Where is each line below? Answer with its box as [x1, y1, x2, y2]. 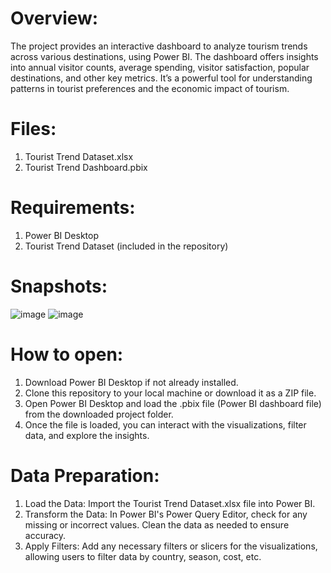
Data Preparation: [10, 464, 160, 487]
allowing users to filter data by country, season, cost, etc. [24, 550, 262, 562]
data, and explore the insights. [24, 429, 150, 441]
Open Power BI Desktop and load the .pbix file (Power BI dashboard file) [24, 397, 322, 409]
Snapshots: [10, 275, 108, 297]
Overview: [10, 7, 99, 30]
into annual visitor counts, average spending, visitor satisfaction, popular [10, 61, 310, 73]
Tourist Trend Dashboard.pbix [24, 161, 148, 173]
